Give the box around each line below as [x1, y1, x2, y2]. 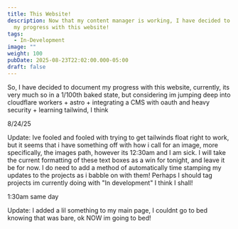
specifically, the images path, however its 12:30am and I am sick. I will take [7, 148, 226, 156]
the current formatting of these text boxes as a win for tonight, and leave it [7, 156, 225, 164]
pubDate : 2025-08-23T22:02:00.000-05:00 [7, 57, 129, 64]
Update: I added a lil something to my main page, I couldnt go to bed [7, 206, 208, 214]
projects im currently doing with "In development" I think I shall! [7, 179, 193, 187]
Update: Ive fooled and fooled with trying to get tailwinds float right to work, [7, 133, 229, 142]
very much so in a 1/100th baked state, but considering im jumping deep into [7, 90, 231, 99]
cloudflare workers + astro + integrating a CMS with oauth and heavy [7, 97, 210, 107]
